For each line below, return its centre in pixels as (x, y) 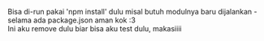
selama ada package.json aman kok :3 (71, 20)
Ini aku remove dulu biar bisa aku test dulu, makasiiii (95, 29)
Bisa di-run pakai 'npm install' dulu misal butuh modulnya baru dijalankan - (132, 12)
